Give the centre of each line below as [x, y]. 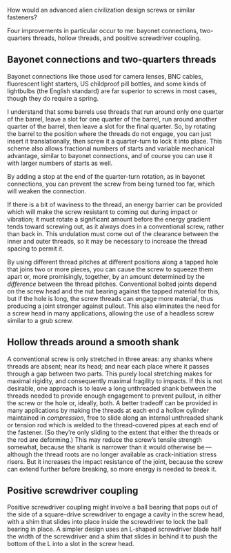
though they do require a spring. [53, 98]
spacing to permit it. [36, 249]
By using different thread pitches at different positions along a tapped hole [113, 262]
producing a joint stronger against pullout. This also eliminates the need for [114, 306]
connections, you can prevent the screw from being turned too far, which [111, 184]
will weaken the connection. [47, 191]
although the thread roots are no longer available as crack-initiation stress [112, 454]
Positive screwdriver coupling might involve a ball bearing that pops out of [113, 507]
